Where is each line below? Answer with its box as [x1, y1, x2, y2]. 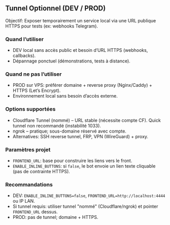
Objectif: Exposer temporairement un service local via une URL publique [5, 17, 156, 23]
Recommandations [5, 181, 53, 188]
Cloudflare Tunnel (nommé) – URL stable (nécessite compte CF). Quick [12, 117, 161, 123]
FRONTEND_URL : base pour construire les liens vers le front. [12, 157, 132, 164]
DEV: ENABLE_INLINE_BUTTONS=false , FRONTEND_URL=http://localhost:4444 [12, 192, 165, 199]
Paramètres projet [5, 146, 51, 153]
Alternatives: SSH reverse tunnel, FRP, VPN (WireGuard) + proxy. [12, 133, 149, 139]
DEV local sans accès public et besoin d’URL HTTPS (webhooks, [12, 47, 148, 53]
